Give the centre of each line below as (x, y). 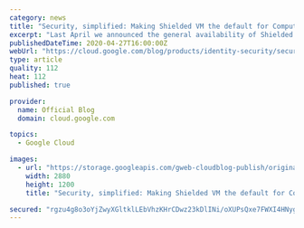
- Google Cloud (46, 143)
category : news (38, 18)
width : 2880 (48, 176)
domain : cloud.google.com (66, 119)
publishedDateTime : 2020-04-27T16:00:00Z (89, 43)
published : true (40, 85)
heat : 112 (28, 77)
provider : (28, 101)
